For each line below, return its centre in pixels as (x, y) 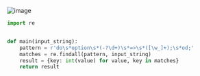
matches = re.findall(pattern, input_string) (86, 54)
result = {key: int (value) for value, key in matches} (99, 61)
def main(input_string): (42, 41)
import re (21, 23)
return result (39, 67)
